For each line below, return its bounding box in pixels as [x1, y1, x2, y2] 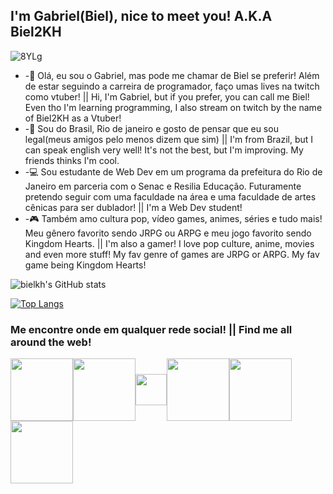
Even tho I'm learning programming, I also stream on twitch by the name [24, 101, 323, 113]
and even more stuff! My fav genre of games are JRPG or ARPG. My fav [24, 248, 320, 260]
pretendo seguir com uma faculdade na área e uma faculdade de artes [24, 190, 317, 203]
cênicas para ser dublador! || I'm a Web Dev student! [24, 201, 243, 213]
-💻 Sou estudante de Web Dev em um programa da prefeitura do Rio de [24, 165, 323, 178]
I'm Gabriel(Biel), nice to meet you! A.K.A [10, 8, 273, 25]
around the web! [10, 335, 92, 349]
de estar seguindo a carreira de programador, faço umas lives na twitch [24, 80, 320, 92]
